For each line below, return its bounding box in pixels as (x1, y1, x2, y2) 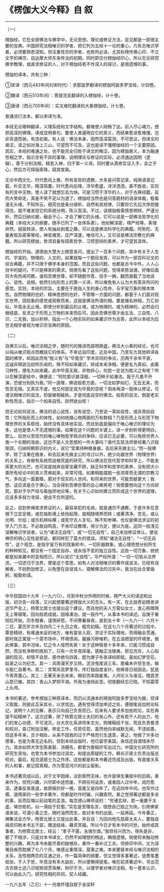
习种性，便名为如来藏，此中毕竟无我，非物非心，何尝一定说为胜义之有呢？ (5, 367, 155, 373)
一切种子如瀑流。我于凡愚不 (92, 373, 148, 379)
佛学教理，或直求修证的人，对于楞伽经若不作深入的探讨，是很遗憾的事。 (5, 61, 150, 67)
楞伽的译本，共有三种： (5, 72, 52, 77)
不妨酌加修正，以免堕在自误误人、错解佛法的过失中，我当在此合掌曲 (18, 566, 155, 571)
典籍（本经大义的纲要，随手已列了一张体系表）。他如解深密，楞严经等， (5, 220, 148, 225)
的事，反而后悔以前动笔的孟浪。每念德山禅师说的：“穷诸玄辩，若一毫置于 (5, 797, 153, 803)
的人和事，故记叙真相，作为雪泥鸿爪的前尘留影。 (5, 763, 103, 768)
